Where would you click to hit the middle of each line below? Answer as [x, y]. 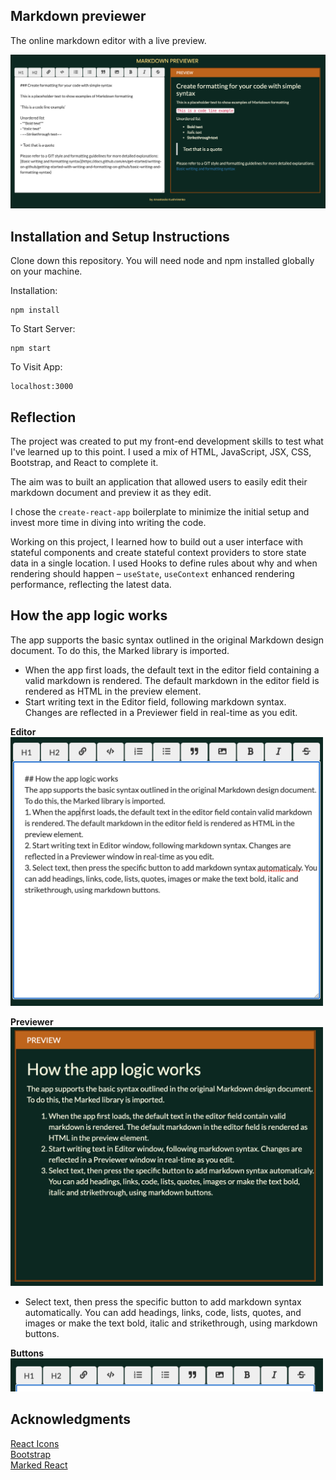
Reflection [43, 417]
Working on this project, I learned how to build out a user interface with [156, 542]
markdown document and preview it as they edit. [111, 493]
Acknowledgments [71, 1419]
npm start [31, 349]
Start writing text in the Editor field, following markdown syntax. [155, 701]
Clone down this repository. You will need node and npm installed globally [162, 261]
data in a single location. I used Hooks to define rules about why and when [164, 563]
